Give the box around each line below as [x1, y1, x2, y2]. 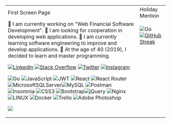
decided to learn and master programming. [8, 52, 110, 59]
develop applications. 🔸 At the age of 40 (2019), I [8, 46, 126, 53]
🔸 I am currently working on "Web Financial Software [8, 20, 134, 27]
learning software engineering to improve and [8, 40, 117, 46]
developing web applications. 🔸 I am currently [8, 33, 117, 40]
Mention [139, 12, 159, 19]
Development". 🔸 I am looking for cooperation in [8, 27, 123, 34]
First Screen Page [8, 9, 51, 16]
